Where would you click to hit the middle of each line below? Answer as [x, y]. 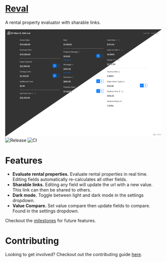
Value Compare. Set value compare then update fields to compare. [81, 206]
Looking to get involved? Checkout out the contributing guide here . [74, 255]
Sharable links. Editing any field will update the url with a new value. [83, 185]
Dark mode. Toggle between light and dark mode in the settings [78, 195]
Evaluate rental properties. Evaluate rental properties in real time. [80, 174]
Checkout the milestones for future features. [50, 221]
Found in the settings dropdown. [45, 211]
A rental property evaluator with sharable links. [53, 22]
